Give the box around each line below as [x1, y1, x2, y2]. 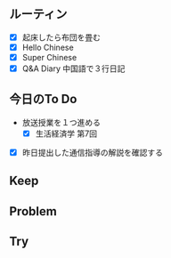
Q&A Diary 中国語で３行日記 [21, 63, 126, 74]
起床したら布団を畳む [21, 32, 101, 43]
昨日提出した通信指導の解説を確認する [21, 147, 163, 157]
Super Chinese [21, 52, 77, 62]
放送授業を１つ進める [21, 117, 101, 127]
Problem [9, 204, 58, 219]
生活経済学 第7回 [35, 128, 98, 139]
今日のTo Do [9, 92, 77, 107]
